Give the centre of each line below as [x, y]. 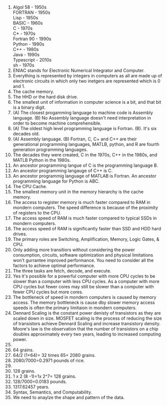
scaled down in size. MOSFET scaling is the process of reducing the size [87, 318]
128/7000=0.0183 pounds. [40, 381]
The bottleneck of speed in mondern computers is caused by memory [84, 297]
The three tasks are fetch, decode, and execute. [62, 271]
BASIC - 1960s [28, 23]
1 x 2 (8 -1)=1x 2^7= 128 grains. [44, 376]
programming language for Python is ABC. [56, 181]
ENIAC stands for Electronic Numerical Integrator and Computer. [79, 70]
